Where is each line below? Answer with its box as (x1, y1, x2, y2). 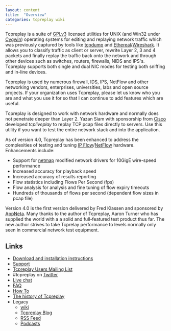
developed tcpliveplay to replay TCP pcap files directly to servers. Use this (5, 121, 162, 128)
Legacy (12, 299, 29, 305)
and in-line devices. (5, 69, 47, 75)
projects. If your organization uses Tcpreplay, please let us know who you (5, 90, 160, 96)
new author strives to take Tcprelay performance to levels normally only (5, 222, 157, 228)
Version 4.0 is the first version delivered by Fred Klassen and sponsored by (5, 205, 163, 211)
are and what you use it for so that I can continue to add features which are (5, 95, 163, 101)
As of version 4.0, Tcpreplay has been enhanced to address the (5, 136, 139, 143)
